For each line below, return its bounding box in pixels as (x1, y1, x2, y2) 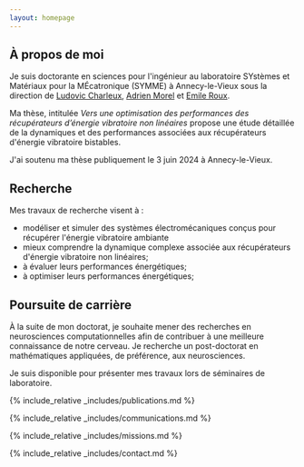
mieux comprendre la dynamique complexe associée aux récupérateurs (22, 242, 291, 253)
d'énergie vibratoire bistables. (9, 137, 122, 148)
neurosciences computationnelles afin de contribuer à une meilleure (9, 331, 265, 342)
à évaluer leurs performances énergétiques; (22, 261, 188, 273)
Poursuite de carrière (9, 297, 132, 313)
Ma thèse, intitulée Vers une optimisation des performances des (9, 108, 250, 119)
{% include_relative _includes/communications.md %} (9, 412, 211, 423)
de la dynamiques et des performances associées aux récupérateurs (9, 127, 267, 138)
